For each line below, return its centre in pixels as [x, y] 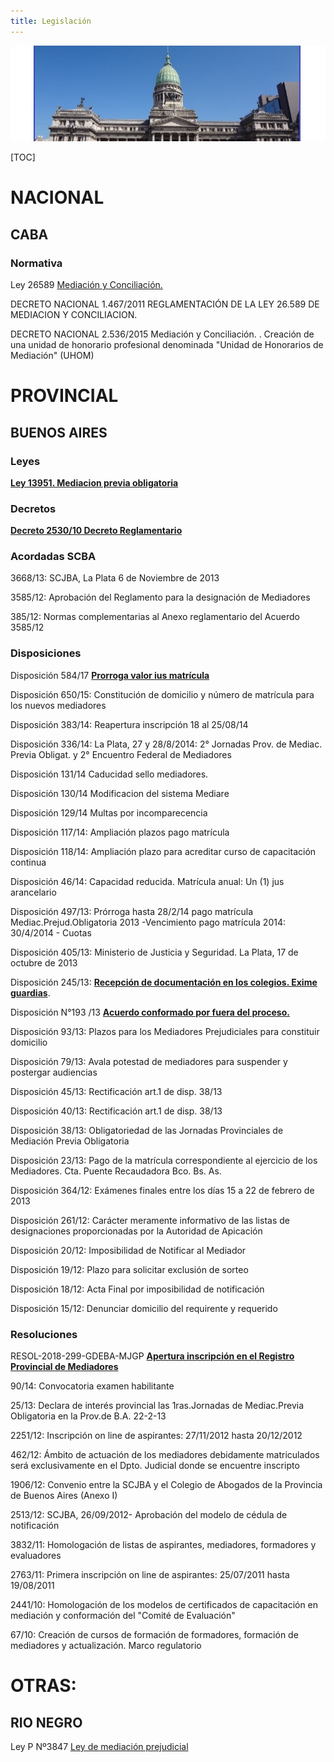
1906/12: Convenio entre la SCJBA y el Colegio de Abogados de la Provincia [166, 1485]
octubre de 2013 [44, 962]
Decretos [33, 508]
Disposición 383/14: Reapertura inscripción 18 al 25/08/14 [129, 724]
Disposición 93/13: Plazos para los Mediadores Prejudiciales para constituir [165, 1031]
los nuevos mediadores [58, 705]
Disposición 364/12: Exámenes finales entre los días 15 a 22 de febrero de [162, 1190]
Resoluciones [44, 1334]
